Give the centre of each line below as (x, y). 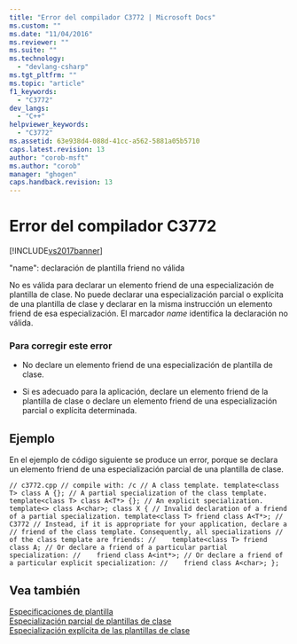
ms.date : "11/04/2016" (51, 34)
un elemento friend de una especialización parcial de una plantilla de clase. (146, 469)
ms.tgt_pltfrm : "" (43, 75)
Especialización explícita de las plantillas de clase (100, 630)
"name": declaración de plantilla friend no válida (97, 268)
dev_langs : (29, 108)
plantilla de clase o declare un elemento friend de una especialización (149, 401)
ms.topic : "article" (47, 83)
